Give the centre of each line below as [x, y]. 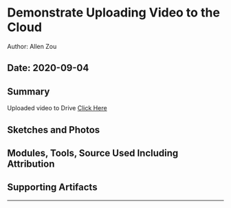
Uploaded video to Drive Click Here [57, 108]
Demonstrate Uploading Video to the [113, 13]
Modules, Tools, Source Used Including [93, 153]
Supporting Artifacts [52, 187]
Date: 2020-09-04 [48, 68]
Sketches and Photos [54, 130]
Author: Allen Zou [32, 46]
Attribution [31, 164]
